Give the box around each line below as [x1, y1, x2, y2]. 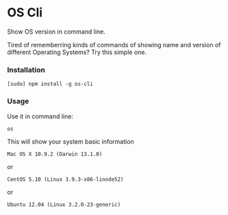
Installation [7, 65, 46, 75]
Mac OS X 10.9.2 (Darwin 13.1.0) [7, 151, 103, 157]
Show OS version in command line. [7, 27, 106, 36]
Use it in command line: [7, 112, 74, 121]
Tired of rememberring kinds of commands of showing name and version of [7, 40, 221, 49]
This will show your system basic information [7, 137, 135, 145]
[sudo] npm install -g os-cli [7, 81, 94, 88]
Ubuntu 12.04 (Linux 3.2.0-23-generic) [7, 201, 121, 208]
